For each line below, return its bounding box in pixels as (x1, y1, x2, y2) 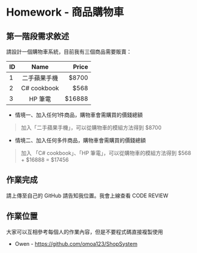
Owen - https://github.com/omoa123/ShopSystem (14, 240, 138, 247)
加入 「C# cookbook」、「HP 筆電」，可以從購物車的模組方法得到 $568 (20, 150, 192, 156)
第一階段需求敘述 (6, 31, 69, 41)
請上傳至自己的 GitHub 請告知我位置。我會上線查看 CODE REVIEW (6, 192, 168, 199)
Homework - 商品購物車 (6, 5, 124, 19)
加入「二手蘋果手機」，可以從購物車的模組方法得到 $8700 (20, 124, 162, 131)
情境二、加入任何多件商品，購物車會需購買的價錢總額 (14, 137, 146, 144)
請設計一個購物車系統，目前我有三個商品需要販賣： (6, 48, 132, 55)
